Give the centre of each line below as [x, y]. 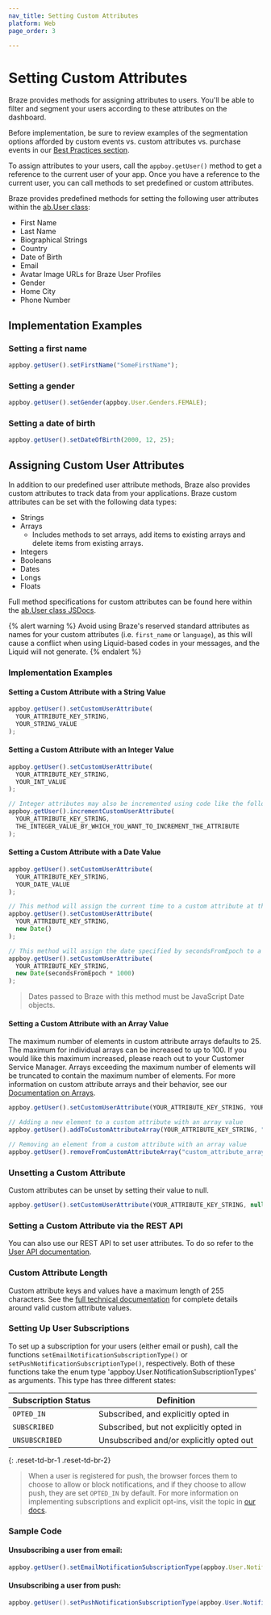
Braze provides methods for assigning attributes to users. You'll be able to [131, 100]
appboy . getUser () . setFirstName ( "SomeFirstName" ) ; [94, 365]
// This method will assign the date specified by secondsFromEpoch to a [135, 951]
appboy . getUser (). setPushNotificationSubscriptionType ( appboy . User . [126, 1603]
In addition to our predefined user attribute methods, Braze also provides [129, 484]
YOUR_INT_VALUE [41, 782]
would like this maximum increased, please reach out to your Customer [126, 1059]
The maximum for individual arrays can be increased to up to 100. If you [128, 1050]
